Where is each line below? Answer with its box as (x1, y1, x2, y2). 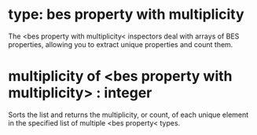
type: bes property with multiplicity (8, 5, 245, 24)
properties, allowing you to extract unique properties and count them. (8, 39, 233, 49)
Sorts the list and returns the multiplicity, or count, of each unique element (8, 110, 249, 119)
